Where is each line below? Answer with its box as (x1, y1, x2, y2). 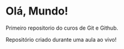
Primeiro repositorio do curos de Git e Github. (5, 24, 119, 31)
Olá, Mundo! (5, 4, 69, 18)
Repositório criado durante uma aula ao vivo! (5, 36, 117, 43)
